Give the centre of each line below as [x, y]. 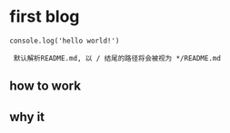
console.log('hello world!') [65, 41]
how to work [45, 86]
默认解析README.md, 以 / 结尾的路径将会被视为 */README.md [117, 58]
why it [27, 116]
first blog [45, 17]
